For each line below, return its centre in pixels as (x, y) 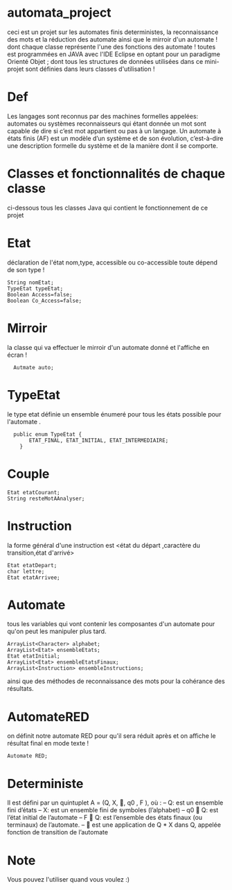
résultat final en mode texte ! (48, 744)
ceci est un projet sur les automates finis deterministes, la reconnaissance (113, 32)
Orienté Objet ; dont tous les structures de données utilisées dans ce (105, 61)
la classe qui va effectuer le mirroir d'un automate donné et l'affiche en (108, 347)
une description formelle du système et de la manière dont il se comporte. (113, 145)
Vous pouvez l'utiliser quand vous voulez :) (69, 880)
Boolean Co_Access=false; (44, 301)
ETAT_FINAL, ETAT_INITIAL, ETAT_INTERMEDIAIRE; (99, 440)
